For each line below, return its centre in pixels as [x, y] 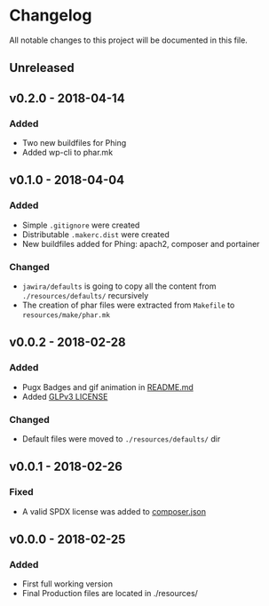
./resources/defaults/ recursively [85, 295]
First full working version [67, 584]
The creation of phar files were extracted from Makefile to [128, 305]
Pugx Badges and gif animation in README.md [107, 387]
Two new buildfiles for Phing [74, 143]
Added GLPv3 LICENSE [65, 396]
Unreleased [42, 68]
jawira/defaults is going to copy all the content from [119, 286]
